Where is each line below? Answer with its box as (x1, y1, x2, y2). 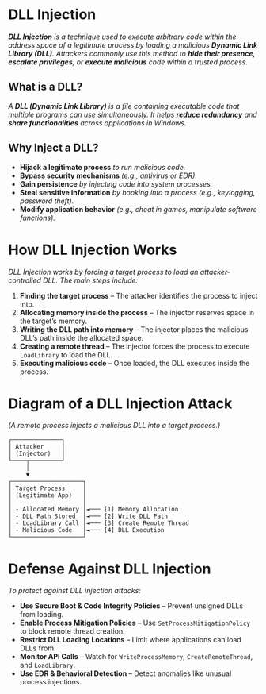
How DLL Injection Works (8, 241, 177, 259)
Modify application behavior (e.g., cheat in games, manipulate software (19, 204, 257, 214)
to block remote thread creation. (19, 627, 125, 636)
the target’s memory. (19, 316, 88, 326)
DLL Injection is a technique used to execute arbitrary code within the (8, 32, 237, 41)
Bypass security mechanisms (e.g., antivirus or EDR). (19, 171, 198, 180)
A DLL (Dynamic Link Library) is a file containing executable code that (8, 101, 240, 110)
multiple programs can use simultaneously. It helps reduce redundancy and (8, 110, 257, 119)
